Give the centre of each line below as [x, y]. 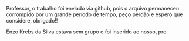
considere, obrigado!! [32, 20]
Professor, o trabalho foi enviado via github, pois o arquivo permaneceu [93, 8]
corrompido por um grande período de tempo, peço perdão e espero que [95, 14]
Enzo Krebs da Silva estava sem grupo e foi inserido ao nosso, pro [86, 32]
